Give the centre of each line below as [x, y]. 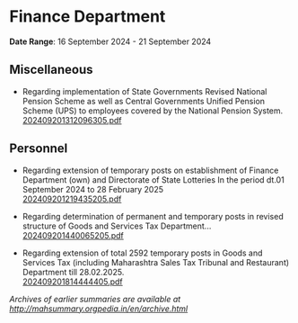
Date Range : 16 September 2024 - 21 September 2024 [110, 41]
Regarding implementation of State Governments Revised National [145, 91]
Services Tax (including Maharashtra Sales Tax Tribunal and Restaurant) [156, 262]
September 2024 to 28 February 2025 [93, 189]
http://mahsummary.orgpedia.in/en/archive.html [99, 309]
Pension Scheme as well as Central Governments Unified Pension [144, 101]
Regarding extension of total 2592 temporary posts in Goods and [142, 253]
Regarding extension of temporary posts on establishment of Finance [150, 170]
